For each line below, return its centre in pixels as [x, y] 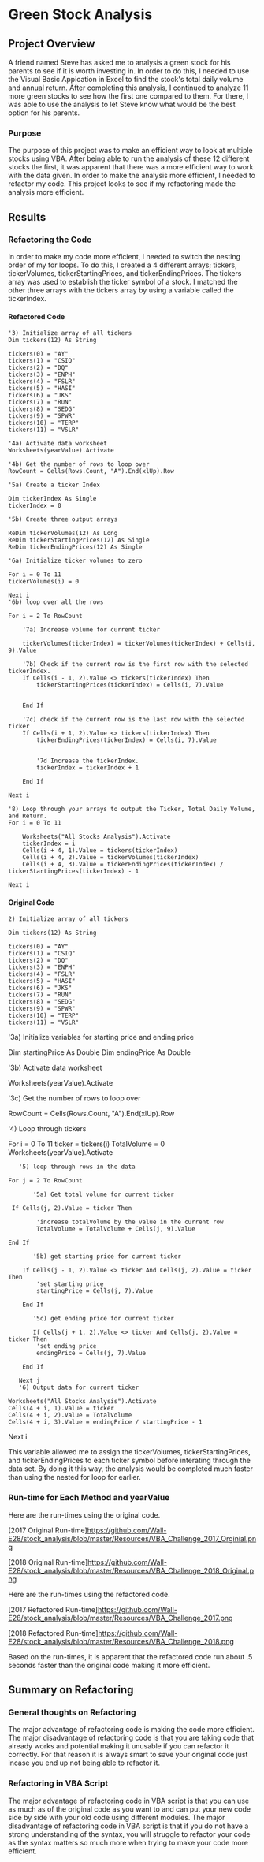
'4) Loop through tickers [47, 1129]
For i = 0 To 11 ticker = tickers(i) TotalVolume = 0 [87, 1144]
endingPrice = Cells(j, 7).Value [91, 1354]
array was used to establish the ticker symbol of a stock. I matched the [123, 281]
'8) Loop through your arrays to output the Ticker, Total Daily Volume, [132, 810]
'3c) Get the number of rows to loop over [74, 1098]
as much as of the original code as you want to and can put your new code [129, 1809]
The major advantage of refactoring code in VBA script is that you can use [129, 1801]
